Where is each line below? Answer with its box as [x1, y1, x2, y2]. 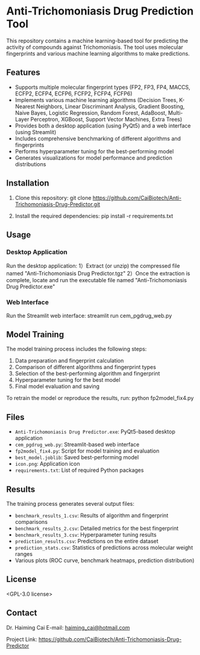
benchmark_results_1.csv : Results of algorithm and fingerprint [14, 512, 169, 519]
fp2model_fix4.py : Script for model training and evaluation [14, 447, 160, 454]
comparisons [14, 518, 48, 525]
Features [6, 68, 40, 78]
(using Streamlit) [14, 128, 57, 135]
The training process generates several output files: [6, 500, 134, 507]
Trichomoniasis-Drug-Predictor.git [14, 201, 101, 208]
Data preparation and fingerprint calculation [14, 357, 124, 364]
